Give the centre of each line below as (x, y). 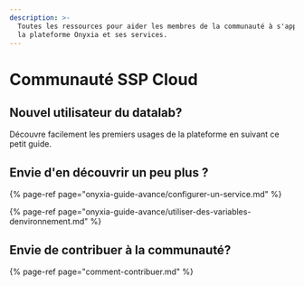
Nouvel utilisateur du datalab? (96, 113)
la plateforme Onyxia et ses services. (93, 34)
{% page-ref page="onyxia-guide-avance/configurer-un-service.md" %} (146, 195)
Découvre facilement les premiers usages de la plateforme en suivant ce (144, 134)
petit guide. (31, 144)
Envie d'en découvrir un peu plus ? (109, 172)
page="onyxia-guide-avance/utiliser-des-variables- (154, 212)
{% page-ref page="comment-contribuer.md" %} (102, 272)
